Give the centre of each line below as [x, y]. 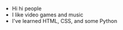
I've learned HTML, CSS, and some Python [64, 21]
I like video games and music [47, 15]
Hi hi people [27, 9]
